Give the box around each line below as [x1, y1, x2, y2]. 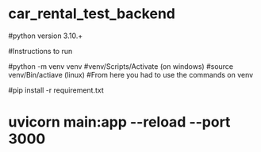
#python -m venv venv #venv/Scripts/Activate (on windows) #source [8, 61, 234, 71]
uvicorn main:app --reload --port [8, 113, 231, 131]
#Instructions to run [8, 46, 73, 55]
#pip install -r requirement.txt [8, 85, 105, 95]
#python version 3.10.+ [8, 31, 83, 40]
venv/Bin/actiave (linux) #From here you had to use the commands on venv [8, 70, 254, 79]
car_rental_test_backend [8, 5, 176, 23]
